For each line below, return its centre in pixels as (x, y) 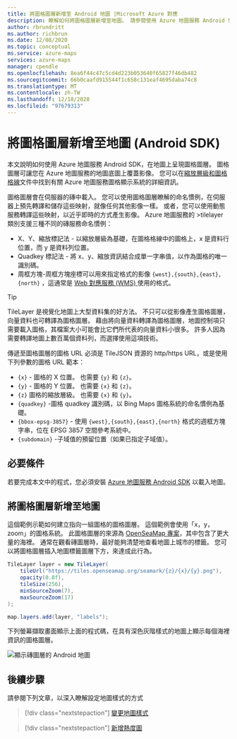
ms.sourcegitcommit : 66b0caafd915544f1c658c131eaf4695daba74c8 (102, 80)
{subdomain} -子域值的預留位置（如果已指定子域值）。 (94, 439)
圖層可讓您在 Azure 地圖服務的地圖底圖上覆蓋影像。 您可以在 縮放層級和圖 (114, 173)
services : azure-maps (39, 60)
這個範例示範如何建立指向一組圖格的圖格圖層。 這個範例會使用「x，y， (110, 525)
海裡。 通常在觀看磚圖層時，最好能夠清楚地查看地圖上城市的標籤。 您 (120, 542)
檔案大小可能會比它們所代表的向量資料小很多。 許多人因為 (141, 329)
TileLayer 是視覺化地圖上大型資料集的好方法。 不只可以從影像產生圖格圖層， (118, 311)
